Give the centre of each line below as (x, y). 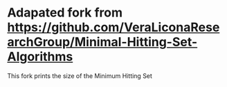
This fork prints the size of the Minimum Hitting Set (80, 76)
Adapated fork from (65, 13)
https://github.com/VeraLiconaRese (113, 27)
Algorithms (40, 57)
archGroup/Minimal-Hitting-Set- (102, 42)
